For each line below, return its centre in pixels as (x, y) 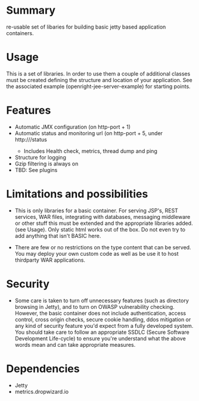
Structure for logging (41, 157)
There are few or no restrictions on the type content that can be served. (103, 247)
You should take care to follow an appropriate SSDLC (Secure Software (102, 332)
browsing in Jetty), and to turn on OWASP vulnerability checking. (94, 306)
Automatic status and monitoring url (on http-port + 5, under (88, 133)
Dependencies (43, 369)
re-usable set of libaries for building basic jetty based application (86, 27)
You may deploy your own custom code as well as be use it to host (97, 253)
